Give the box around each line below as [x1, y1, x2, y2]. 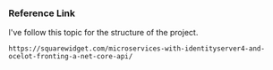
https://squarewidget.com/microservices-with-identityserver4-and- [8, 44, 266, 53]
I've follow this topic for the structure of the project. [8, 27, 199, 38]
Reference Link [8, 7, 75, 19]
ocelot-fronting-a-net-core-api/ [8, 52, 133, 61]
